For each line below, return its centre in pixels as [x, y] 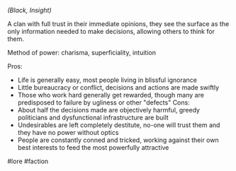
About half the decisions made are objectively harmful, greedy [109, 110]
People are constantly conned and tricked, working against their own [118, 140]
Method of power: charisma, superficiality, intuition [82, 53]
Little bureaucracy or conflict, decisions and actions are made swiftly [118, 87]
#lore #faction [28, 161]
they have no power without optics [68, 132]
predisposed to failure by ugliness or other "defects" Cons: [103, 102]
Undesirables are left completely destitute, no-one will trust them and [119, 125]
